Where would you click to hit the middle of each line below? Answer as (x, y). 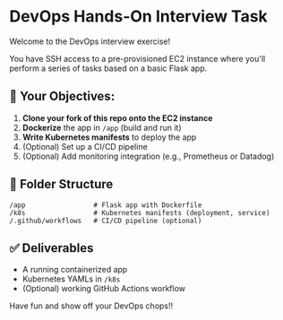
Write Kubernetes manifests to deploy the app (109, 137)
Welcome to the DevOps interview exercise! (90, 41)
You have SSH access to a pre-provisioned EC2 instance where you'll (137, 58)
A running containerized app (75, 270)
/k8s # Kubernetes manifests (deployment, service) (140, 212)
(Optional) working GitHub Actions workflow (104, 289)
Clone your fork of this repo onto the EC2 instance (117, 117)
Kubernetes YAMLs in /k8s (71, 279)
